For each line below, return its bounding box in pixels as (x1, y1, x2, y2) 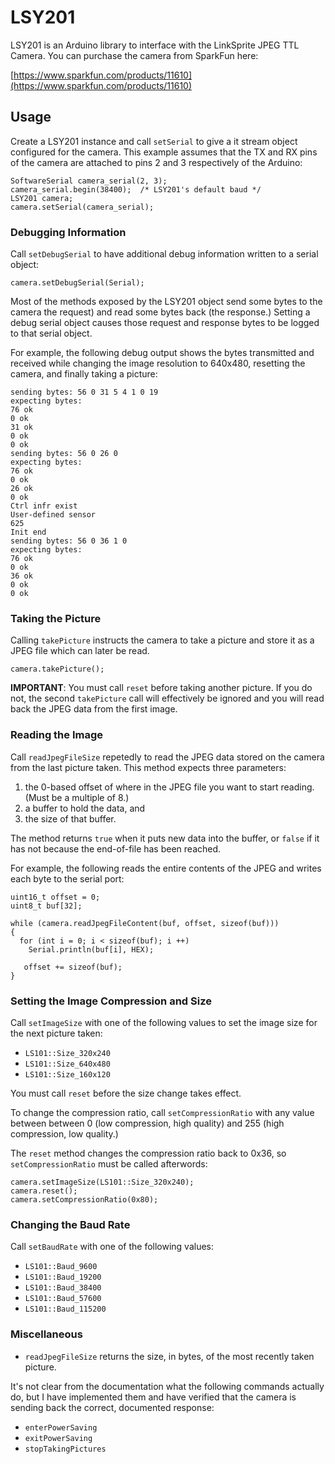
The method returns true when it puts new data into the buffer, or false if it (10, 832, 320, 844)
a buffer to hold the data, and (24, 802, 146, 814)
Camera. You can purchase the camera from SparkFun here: (10, 49, 259, 61)
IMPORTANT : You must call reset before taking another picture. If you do (10, 682, 313, 694)
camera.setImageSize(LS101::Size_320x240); (10, 1177, 195, 1187)
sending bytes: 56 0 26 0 (10, 449, 118, 459)
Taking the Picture (10, 611, 102, 625)
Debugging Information (10, 225, 127, 239)
